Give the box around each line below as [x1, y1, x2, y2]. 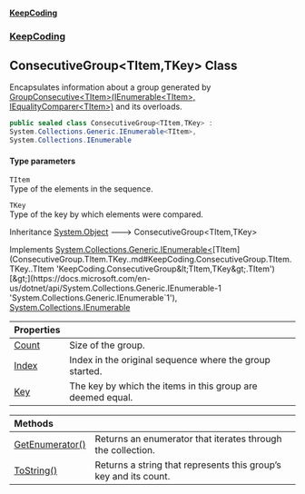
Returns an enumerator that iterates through [94, 432, 282, 445]
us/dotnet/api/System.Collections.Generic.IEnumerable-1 [9, 282, 222, 294]
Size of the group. [69, 339, 145, 351]
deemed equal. [69, 391, 133, 404]
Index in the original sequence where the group [69, 354, 271, 367]
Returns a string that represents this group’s [94, 459, 281, 471]
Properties [14, 323, 61, 336]
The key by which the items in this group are [69, 380, 258, 392]
